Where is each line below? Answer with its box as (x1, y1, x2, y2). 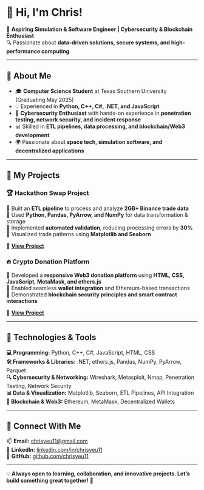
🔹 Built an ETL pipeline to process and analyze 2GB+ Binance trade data (6, 205, 189, 212)
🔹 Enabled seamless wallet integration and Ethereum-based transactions (6, 284, 190, 291)
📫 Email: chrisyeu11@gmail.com (6, 437, 88, 445)
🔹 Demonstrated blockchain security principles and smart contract (6, 291, 177, 298)
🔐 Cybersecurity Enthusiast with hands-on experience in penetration (15, 109, 191, 117)
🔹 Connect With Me (6, 421, 81, 431)
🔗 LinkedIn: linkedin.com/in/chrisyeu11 (6, 446, 103, 454)
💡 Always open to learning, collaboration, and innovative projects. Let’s (6, 470, 190, 477)
